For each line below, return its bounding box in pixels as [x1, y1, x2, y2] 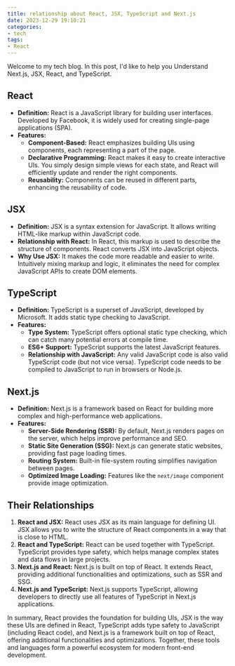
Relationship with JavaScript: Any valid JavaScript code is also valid [27, 350, 228, 359]
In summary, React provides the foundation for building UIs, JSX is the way [7, 613, 224, 622]
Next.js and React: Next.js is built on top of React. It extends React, [17, 563, 213, 571]
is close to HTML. [17, 533, 69, 541]
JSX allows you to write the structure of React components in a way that [17, 526, 227, 534]
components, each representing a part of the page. [27, 145, 176, 154]
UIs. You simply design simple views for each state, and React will [27, 161, 219, 169]
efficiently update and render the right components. [27, 168, 177, 176]
